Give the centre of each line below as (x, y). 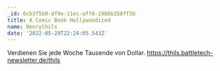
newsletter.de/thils (34, 61)
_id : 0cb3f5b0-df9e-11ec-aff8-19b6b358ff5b (72, 14)
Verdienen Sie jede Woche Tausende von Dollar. (76, 53)
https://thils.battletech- (180, 53)
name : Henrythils (32, 26)
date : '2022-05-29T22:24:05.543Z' (58, 33)
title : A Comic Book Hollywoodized (59, 20)
